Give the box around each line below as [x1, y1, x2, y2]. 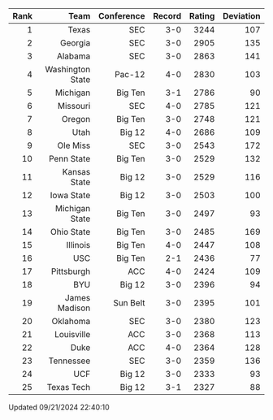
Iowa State [50, 190, 91, 201]
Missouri [57, 101, 91, 111]
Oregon [61, 114, 91, 124]
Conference [98, 11, 145, 21]
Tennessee [48, 355, 91, 366]
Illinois [66, 240, 91, 250]
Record [153, 11, 182, 21]
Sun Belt [113, 297, 145, 308]
